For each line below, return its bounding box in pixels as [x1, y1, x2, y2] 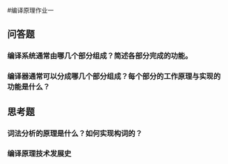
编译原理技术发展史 [7, 149, 72, 158]
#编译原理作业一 [7, 6, 54, 14]
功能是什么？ [7, 82, 51, 92]
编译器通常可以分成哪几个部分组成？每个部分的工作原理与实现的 [7, 72, 221, 82]
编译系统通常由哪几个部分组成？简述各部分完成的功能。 [7, 51, 193, 61]
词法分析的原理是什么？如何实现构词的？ [7, 128, 142, 138]
